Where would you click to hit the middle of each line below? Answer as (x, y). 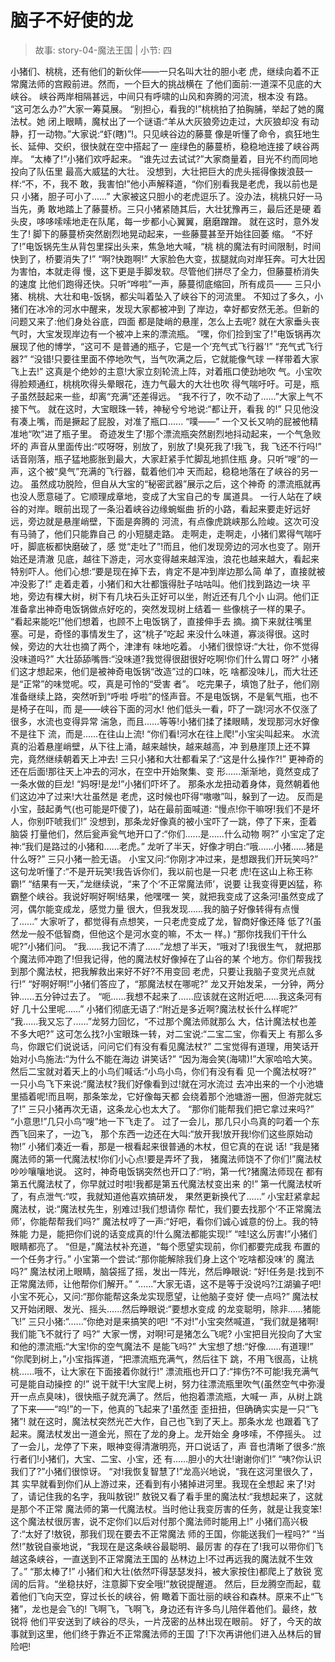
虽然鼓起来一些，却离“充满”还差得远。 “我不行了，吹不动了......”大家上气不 (171, 396)
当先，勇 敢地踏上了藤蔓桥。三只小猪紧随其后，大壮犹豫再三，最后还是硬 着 (166, 208)
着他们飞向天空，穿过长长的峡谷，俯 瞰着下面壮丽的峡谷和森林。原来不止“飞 (167, 1596)
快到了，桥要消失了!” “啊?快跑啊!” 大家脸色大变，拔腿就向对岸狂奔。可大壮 (163, 258)
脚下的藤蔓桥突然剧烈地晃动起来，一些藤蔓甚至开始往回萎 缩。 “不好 (173, 233)
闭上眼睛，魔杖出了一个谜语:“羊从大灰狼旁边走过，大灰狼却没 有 (179, 121)
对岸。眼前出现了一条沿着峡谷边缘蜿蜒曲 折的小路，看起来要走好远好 (169, 508)
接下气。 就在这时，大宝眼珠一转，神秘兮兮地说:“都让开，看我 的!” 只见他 (160, 408)
